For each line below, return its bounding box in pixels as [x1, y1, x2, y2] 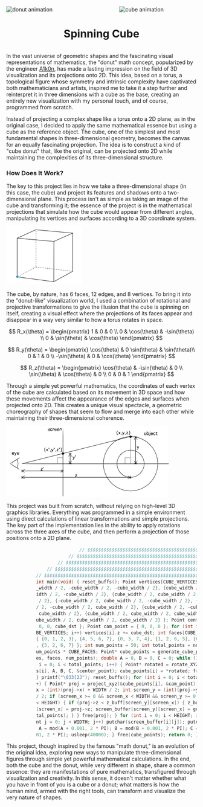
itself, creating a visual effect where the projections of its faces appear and [6, 310, 193, 317]
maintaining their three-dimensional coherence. [6, 414, 125, 422]
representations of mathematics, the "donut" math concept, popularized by [6, 59, 193, 66]
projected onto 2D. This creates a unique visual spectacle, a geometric [6, 402, 182, 409]
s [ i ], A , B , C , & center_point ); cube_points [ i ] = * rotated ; [36, 667, 191, 674]
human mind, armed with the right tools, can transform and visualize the [6, 788, 185, 795]
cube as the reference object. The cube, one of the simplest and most [6, 128, 180, 135]
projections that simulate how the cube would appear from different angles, [6, 208, 194, 216]
